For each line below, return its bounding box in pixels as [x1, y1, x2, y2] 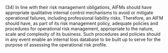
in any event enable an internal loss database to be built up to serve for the [5, 36, 161, 42]
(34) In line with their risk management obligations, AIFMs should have [5, 5, 152, 10]
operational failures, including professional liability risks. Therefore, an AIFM [5, 15, 163, 21]
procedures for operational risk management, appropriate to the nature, [5, 26, 154, 32]
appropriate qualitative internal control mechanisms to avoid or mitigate [5, 10, 153, 16]
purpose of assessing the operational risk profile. [5, 42, 107, 47]
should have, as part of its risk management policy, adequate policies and [5, 20, 158, 26]
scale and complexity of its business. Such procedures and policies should [5, 31, 160, 37]
